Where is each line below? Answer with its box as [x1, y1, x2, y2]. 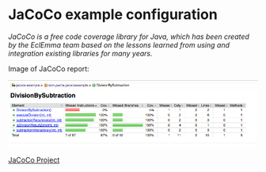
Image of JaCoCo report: [8, 63, 89, 73]
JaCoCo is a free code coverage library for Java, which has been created [8, 32, 249, 41]
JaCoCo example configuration [8, 6, 218, 24]
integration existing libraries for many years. [8, 48, 153, 58]
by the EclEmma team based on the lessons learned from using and [8, 40, 230, 49]
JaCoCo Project [8, 155, 60, 165]
